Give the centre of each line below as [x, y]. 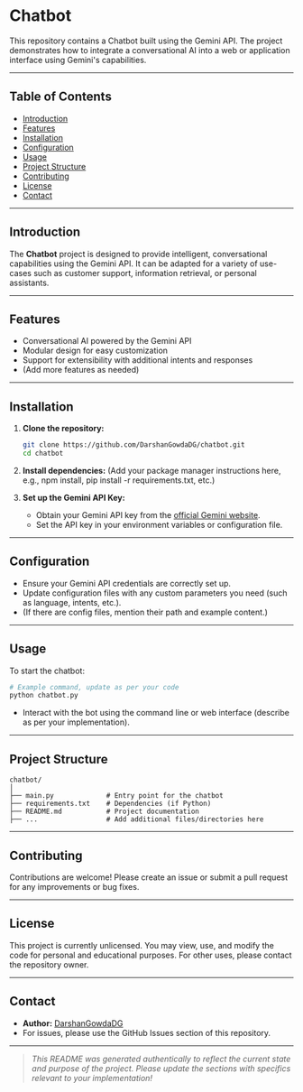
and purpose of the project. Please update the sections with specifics [161, 1068]
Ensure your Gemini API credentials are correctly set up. [127, 583]
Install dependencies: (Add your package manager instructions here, [151, 470]
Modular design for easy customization [95, 351]
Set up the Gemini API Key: [73, 497]
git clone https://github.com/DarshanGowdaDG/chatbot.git [133, 445]
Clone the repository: [63, 429]
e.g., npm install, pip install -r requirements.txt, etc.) [119, 480]
